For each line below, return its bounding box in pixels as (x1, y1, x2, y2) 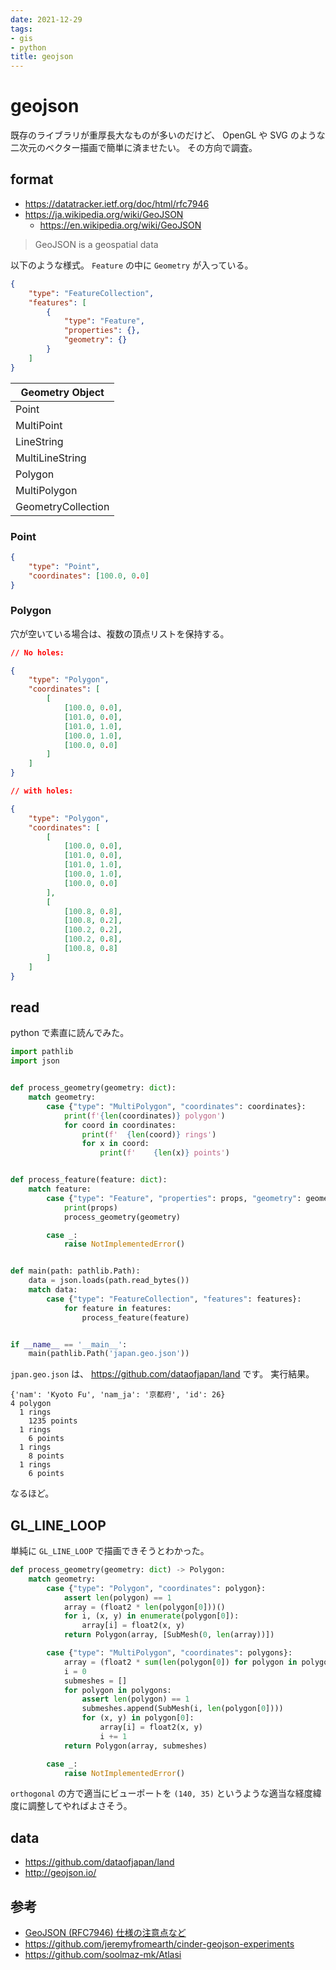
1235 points (28, 1416, 78, 1426)
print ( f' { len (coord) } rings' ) (81, 1129, 217, 1140)
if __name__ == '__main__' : (10, 1339, 128, 1350)
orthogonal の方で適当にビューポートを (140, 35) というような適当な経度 (10, 1787, 313, 1800)
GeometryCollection (15, 499, 110, 513)
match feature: (28, 1184, 92, 1195)
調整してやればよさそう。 (27, 1800, 133, 1812)
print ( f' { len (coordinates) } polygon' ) (63, 1111, 226, 1121)
